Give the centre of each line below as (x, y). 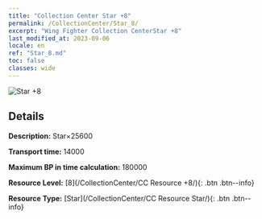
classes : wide (32, 68)
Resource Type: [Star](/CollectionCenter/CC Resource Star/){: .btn (119, 198)
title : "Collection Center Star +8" (70, 16)
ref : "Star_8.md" (37, 53)
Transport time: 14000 (46, 151)
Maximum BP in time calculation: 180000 (78, 167)
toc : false (27, 61)
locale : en (27, 46)
